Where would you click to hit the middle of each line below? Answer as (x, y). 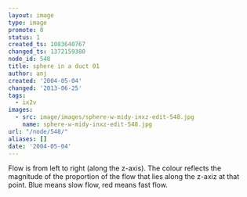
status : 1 (24, 37)
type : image (27, 23)
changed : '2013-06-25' (45, 88)
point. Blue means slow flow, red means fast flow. (88, 185)
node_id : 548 (29, 59)
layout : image (31, 15)
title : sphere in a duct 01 (54, 66)
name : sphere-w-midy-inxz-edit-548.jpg (87, 124)
